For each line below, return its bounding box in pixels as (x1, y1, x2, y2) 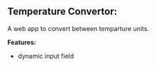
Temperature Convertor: (7, 6, 118, 18)
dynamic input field (17, 51, 74, 60)
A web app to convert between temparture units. (7, 24, 150, 32)
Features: (7, 38, 37, 47)
